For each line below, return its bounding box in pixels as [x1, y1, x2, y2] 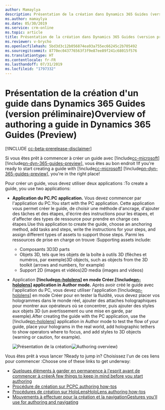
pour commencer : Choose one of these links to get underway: [5, 358, 131, 364]
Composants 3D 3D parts [19, 246, 70, 252]
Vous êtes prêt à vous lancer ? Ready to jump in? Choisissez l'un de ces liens [5, 353, 160, 359]
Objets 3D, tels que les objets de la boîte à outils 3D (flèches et [19, 251, 147, 257]
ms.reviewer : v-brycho [5, 39, 52, 44]
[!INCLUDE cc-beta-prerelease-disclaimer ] [5, 145, 92, 151]
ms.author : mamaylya [5, 16, 48, 21]
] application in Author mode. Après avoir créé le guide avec [30, 282, 154, 288]
